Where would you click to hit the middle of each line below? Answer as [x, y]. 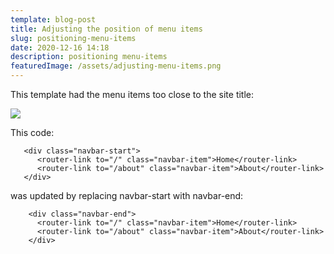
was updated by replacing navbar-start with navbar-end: [127, 195]
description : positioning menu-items [89, 57]
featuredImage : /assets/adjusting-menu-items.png [116, 66]
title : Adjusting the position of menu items [106, 29]
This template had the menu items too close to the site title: [132, 94]
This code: [32, 132]
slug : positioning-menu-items [73, 38]
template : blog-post [53, 19]
